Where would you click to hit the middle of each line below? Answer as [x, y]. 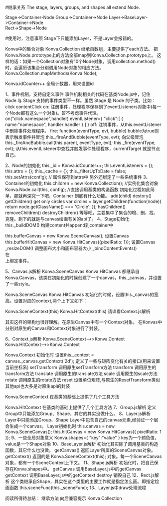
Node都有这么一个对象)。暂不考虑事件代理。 [55, 113]
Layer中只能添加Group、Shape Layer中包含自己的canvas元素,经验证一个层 [82, 420]
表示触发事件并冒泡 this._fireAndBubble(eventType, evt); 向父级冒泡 [74, 137]
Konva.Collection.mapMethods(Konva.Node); [52, 73]
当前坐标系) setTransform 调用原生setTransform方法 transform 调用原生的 [81, 367]
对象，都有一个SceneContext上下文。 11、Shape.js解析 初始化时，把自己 [80, 462]
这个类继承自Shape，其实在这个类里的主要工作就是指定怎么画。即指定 [83, 481]
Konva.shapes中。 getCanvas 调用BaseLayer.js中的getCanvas [78, 469]
